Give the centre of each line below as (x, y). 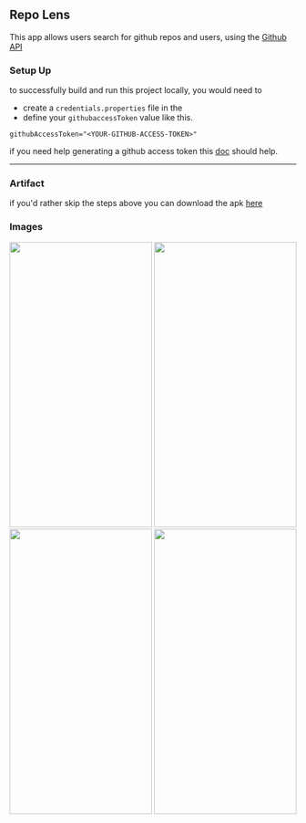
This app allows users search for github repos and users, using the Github (148, 36)
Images (26, 227)
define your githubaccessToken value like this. (107, 118)
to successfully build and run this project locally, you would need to (136, 90)
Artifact (27, 183)
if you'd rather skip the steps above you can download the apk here (136, 203)
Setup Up (31, 70)
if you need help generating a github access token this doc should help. (144, 151)
